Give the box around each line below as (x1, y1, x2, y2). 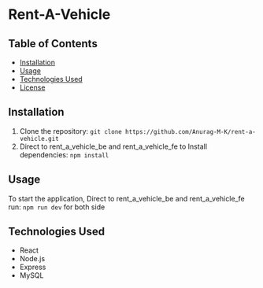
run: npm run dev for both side (8, 202, 106, 212)
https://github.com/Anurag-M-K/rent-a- (124, 127, 256, 135)
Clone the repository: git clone (19, 126, 122, 135)
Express (19, 262, 46, 272)
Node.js (19, 254, 46, 264)
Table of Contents (8, 37, 98, 50)
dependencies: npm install (19, 150, 109, 159)
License (19, 83, 46, 92)
